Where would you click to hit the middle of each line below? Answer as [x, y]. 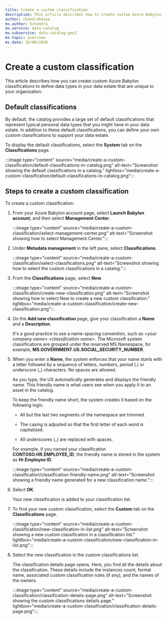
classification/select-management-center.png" [60, 233]
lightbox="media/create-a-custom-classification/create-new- [76, 304]
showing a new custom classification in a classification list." [74, 535]
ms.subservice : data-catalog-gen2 [41, 33]
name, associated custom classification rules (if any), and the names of [85, 575]
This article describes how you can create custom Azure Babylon [72, 81]
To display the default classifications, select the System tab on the [74, 145]
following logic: [28, 405]
